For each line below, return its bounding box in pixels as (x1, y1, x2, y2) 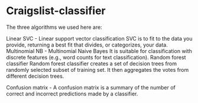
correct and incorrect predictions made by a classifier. (6, 90, 138, 97)
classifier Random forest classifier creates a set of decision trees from (6, 60, 177, 67)
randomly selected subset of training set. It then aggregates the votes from (6, 66, 189, 73)
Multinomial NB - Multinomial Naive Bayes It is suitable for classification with (6, 47, 192, 54)
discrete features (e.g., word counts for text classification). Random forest (6, 54, 186, 61)
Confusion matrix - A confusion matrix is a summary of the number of (6, 84, 176, 91)
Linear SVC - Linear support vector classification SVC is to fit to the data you (6, 35, 193, 42)
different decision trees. (6, 72, 64, 79)
